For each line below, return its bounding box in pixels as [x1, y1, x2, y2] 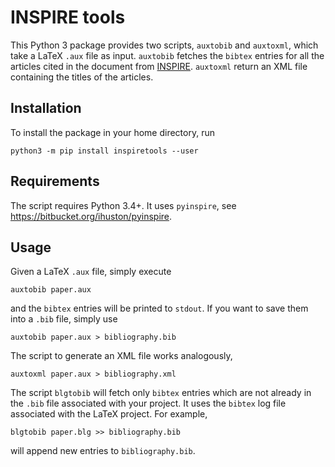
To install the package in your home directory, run [10, 126, 215, 138]
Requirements [10, 173, 100, 190]
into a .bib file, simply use [10, 313, 118, 325]
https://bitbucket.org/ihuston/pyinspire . [10, 210, 173, 222]
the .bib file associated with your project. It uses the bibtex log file [10, 397, 287, 410]
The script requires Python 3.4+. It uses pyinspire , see [10, 199, 237, 211]
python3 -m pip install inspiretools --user [10, 146, 199, 156]
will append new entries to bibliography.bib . [10, 445, 196, 457]
